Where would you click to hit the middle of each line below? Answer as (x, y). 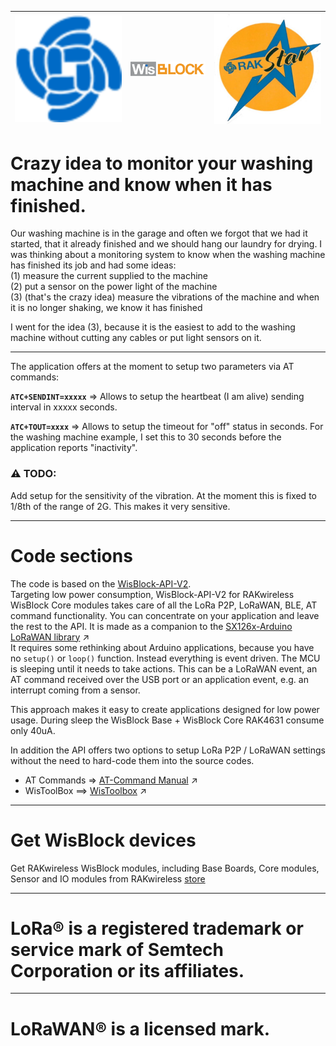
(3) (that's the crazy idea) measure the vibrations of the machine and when (165, 297)
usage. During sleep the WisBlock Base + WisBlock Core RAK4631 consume (167, 720)
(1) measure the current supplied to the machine (109, 276)
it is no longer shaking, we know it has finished (106, 308)
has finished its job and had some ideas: (93, 265)
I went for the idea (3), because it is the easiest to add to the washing (153, 327)
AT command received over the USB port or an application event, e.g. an (159, 679)
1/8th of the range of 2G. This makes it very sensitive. (120, 506)
